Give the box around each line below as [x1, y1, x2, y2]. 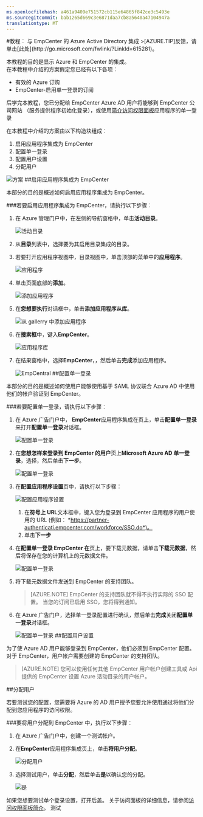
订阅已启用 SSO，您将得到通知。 [58, 598, 141, 605]
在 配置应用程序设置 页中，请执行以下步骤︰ [15, 483, 122, 490]
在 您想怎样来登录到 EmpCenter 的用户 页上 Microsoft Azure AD [15, 449, 173, 457]
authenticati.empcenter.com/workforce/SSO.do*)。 [24, 524, 153, 531]
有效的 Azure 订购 [15, 78, 60, 86]
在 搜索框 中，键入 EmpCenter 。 [15, 331, 93, 338]
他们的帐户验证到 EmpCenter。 [6, 390, 84, 398]
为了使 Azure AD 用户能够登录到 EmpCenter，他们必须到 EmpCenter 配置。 [6, 645, 195, 652]
